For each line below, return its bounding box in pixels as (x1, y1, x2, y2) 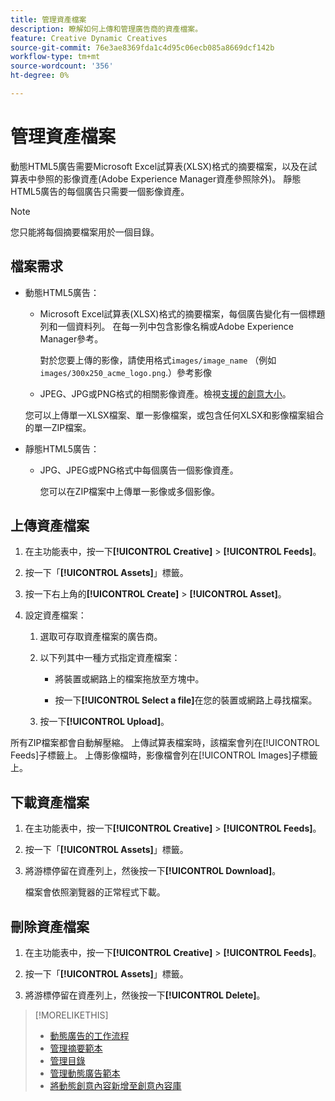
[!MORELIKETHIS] (34, 1009, 109, 1021)
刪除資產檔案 (10, 918, 90, 935)
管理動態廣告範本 (49, 1067, 121, 1080)
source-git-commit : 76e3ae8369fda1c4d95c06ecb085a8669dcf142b (10, 42, 275, 53)
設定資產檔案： (24, 609, 87, 621)
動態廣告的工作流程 (49, 1030, 130, 1042)
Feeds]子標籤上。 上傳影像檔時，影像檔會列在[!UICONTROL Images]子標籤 (10, 749, 318, 761)
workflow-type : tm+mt (10, 52, 101, 62)
